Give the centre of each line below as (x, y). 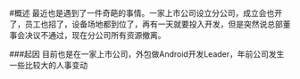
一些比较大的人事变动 (48, 65)
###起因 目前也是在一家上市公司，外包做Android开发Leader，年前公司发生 (147, 54)
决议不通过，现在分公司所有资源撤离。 (95, 35)
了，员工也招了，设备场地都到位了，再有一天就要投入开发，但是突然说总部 (146, 24)
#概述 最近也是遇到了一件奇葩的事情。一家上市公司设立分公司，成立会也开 (146, 13)
